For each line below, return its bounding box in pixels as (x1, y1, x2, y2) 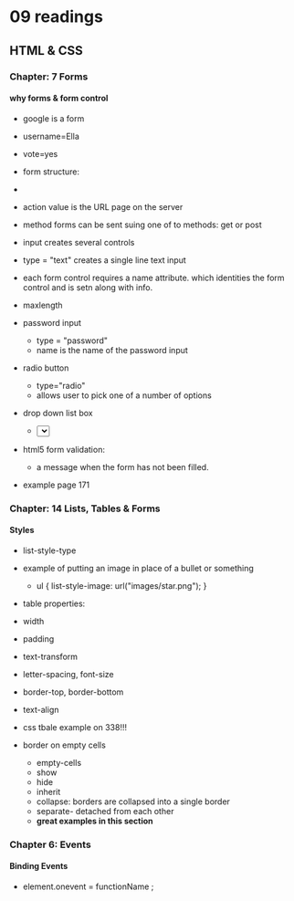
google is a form (22, 112, 85, 124)
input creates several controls (22, 236, 135, 247)
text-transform (22, 651, 79, 662)
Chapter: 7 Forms (9, 70, 89, 83)
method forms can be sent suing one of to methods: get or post (22, 219, 262, 230)
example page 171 (22, 479, 90, 490)
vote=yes (22, 148, 58, 159)
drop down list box (22, 407, 93, 418)
